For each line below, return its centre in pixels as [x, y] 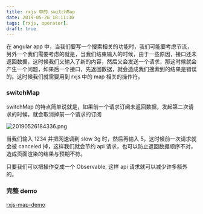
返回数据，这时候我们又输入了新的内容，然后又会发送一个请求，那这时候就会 [101, 61]
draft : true [21, 29]
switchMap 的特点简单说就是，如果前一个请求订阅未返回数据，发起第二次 [97, 107]
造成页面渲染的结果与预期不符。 [46, 154]
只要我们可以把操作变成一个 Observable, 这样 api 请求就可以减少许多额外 [97, 166]
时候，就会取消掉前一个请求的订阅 [59, 114]
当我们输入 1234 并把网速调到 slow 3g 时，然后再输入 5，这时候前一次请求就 [101, 139]
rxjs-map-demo [26, 204]
